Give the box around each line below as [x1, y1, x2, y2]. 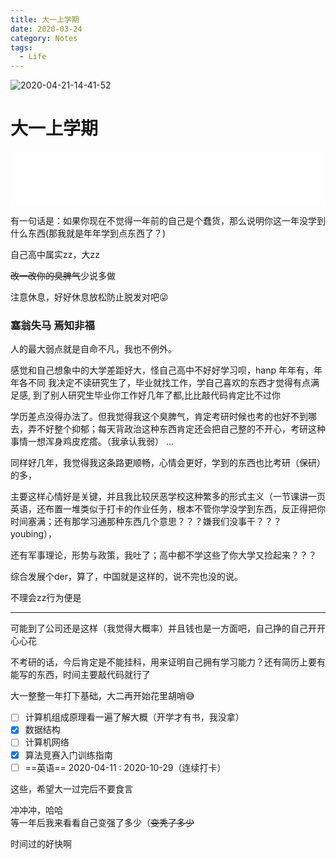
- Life [19, 52, 47, 62]
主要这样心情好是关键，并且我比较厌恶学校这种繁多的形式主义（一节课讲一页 [10, 491, 326, 503]
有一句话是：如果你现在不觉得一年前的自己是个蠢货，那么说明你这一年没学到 [10, 215, 326, 227]
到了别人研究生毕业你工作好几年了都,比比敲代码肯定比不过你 [32, 389, 282, 401]
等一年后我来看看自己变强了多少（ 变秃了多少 [10, 816, 195, 828]
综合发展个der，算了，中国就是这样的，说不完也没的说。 [10, 571, 244, 583]
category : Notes [10, 33, 78, 43]
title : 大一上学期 [10, 14, 80, 25]
